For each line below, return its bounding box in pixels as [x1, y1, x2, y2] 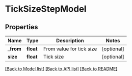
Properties [5, 23, 38, 31]
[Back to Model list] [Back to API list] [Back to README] [5, 66, 118, 72]
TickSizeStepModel [5, 3, 87, 15]
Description [56, 38, 84, 44]
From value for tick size [43, 45, 97, 52]
